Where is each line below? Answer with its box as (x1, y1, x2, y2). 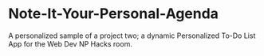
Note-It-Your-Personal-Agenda (8, 5, 219, 23)
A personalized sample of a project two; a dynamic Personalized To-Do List (8, 31, 256, 40)
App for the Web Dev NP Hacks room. (8, 39, 133, 48)
